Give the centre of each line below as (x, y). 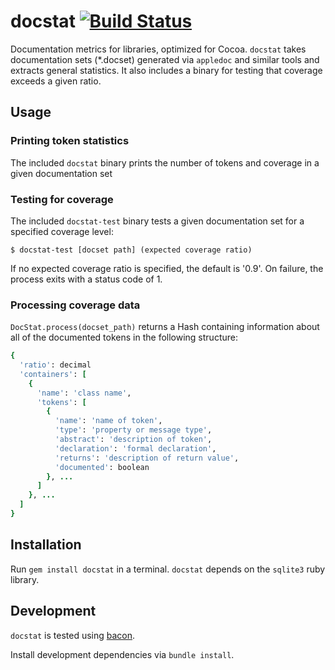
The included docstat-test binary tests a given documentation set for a (157, 221)
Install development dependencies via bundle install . (122, 654)
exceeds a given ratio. (56, 81)
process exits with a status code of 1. (86, 279)
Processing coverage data (75, 305)
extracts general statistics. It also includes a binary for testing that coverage (166, 70)
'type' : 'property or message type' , (133, 430)
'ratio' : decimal (55, 365)
